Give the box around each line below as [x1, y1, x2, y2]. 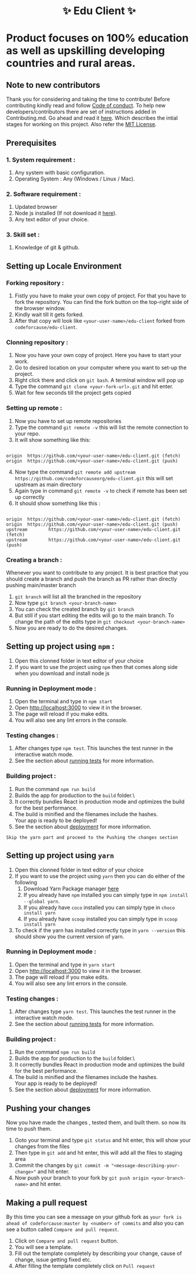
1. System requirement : [6, 155, 76, 163]
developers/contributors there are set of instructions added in [6, 108, 156, 116]
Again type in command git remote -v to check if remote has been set [14, 487, 187, 494]
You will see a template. [14, 1244, 73, 1251]
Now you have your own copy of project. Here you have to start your [14, 352, 182, 359]
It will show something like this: [14, 436, 91, 443]
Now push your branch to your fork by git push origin [14, 1174, 149, 1181]
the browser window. [14, 305, 66, 312]
